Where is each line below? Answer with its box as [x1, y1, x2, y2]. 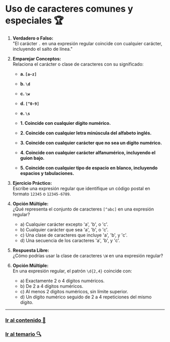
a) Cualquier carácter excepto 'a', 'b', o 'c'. [20, 221, 109, 227]
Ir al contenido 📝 [5, 317, 46, 324]
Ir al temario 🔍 [5, 330, 41, 337]
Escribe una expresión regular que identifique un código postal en [12, 185, 150, 191]
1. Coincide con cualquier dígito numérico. [20, 120, 111, 126]
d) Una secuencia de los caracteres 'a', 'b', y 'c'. [20, 237, 120, 244]
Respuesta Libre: [12, 247, 50, 253]
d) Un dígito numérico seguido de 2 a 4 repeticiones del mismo [20, 294, 152, 300]
